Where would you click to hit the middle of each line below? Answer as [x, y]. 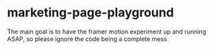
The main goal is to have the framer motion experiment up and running [107, 32]
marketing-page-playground [91, 13]
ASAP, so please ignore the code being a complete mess [87, 38]
